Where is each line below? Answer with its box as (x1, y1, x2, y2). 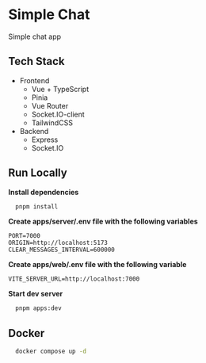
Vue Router (31, 101, 69, 110)
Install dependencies (8, 187, 79, 197)
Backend (19, 126, 49, 136)
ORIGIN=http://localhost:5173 (8, 239, 109, 247)
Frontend (19, 75, 50, 85)
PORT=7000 (8, 232, 41, 240)
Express (31, 135, 59, 144)
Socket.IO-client (31, 109, 85, 119)
